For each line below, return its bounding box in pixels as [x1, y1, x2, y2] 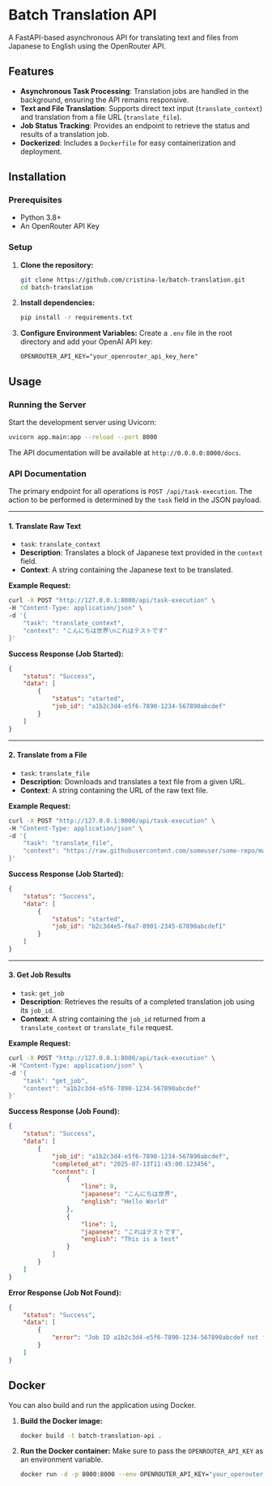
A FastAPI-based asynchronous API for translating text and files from [8, 32, 239, 42]
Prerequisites [8, 195, 62, 206]
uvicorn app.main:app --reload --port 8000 [8, 433, 158, 441]
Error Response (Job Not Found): [8, 1287, 121, 1297]
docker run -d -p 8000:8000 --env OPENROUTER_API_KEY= [19, 1471, 210, 1479]
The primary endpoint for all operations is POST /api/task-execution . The [8, 487, 253, 496]
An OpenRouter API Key [19, 221, 100, 231]
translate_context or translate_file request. [19, 1023, 174, 1033]
